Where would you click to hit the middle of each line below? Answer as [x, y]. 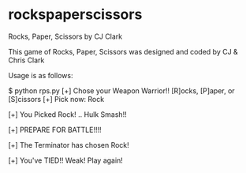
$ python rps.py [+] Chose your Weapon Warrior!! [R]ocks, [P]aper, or [121, 90]
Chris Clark [26, 60]
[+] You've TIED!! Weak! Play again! [66, 160]
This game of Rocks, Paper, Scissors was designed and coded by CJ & [123, 51]
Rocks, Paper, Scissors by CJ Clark [65, 36]
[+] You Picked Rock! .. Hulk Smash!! [68, 114]
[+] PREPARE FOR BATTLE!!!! [55, 130]
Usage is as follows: [41, 75]
